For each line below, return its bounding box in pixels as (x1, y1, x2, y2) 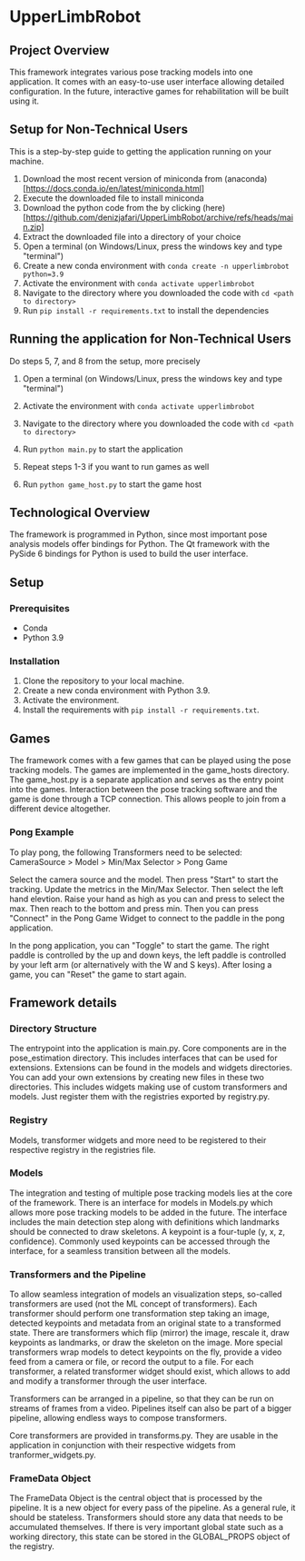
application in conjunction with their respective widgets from (9, 1440, 236, 1451)
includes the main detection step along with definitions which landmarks (9, 1216, 280, 1228)
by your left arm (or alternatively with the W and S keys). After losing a (9, 959, 272, 969)
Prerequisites (9, 602, 70, 614)
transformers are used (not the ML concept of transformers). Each (9, 1298, 258, 1309)
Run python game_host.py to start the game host (22, 479, 202, 490)
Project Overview (9, 43, 110, 58)
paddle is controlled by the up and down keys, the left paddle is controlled (9, 950, 287, 960)
